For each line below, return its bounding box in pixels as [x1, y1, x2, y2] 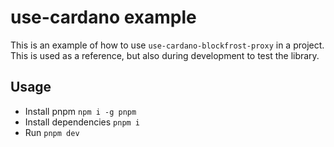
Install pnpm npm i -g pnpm [24, 105, 137, 117]
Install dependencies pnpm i [24, 116, 141, 128]
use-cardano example [10, 6, 197, 29]
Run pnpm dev [24, 126, 80, 138]
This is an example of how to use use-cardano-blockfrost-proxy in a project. [10, 39, 325, 51]
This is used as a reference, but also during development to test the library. [10, 49, 320, 61]
